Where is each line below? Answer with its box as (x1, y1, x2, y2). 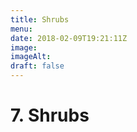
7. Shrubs (10, 104, 90, 127)
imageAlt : (10, 52, 52, 62)
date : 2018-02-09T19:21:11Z (10, 33, 128, 43)
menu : (10, 24, 33, 34)
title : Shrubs (10, 14, 70, 25)
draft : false (10, 61, 65, 71)
